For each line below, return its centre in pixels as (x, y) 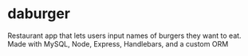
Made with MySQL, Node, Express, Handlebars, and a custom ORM (118, 43)
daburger (39, 14)
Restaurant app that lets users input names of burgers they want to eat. (124, 35)
